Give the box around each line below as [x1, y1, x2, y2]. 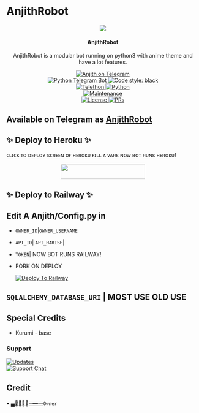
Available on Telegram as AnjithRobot [6, 114, 152, 124]
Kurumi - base [15, 329, 51, 336]
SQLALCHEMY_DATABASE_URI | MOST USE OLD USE [6, 292, 187, 303]
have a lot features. [78, 58, 127, 66]
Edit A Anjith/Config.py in [6, 210, 106, 221]
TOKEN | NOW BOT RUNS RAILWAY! [15, 250, 102, 258]
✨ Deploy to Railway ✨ [6, 190, 94, 200]
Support [6, 344, 32, 353]
